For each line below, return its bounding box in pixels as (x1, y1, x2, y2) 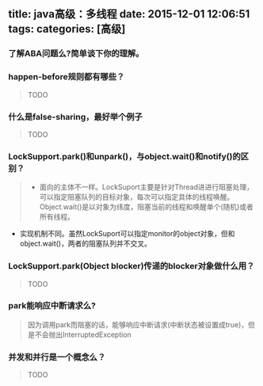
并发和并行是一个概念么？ (8, 351, 106, 362)
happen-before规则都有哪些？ (8, 71, 125, 82)
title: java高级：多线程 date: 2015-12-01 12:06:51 (8, 7, 250, 21)
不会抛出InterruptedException (34, 330, 132, 339)
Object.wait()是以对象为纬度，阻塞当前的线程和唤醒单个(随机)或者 (39, 202, 253, 212)
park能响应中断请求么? (8, 300, 97, 311)
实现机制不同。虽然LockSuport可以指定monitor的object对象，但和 (19, 229, 235, 239)
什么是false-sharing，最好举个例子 (8, 111, 143, 122)
